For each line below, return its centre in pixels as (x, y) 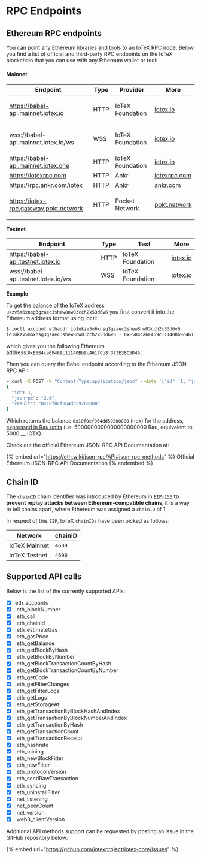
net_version (31, 812)
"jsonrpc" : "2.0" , (35, 398)
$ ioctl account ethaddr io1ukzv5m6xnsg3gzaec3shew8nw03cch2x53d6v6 (93, 329)
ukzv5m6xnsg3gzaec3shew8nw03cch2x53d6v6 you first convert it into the (90, 312)
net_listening (32, 799)
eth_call (26, 616)
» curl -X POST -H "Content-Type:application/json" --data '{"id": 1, (96, 381)
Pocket (125, 201)
